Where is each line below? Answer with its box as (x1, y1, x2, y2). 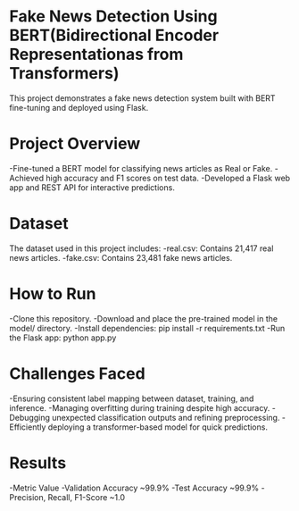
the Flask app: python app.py (9, 332, 117, 343)
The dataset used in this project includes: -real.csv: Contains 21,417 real (9, 243, 274, 254)
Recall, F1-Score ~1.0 (47, 491, 126, 502)
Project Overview (9, 134, 141, 154)
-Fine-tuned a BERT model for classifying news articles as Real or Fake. (9, 163, 273, 173)
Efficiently (9, 422, 46, 432)
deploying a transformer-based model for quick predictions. (47, 422, 268, 432)
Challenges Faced (9, 364, 145, 383)
